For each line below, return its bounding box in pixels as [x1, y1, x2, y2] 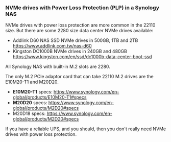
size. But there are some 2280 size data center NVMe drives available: [5, 28, 154, 34]
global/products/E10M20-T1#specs [12, 94, 87, 101]
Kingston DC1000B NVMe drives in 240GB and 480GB [12, 48, 128, 55]
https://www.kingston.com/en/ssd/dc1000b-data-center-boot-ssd [12, 54, 152, 60]
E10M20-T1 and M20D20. [5, 79, 59, 85]
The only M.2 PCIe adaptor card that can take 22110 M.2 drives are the [5, 74, 154, 80]
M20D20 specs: [12, 100, 47, 106]
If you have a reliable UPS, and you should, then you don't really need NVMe [5, 126, 166, 132]
